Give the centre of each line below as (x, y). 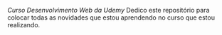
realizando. (24, 25)
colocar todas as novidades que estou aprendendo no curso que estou (111, 17)
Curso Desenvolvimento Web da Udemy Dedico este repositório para (109, 10)
